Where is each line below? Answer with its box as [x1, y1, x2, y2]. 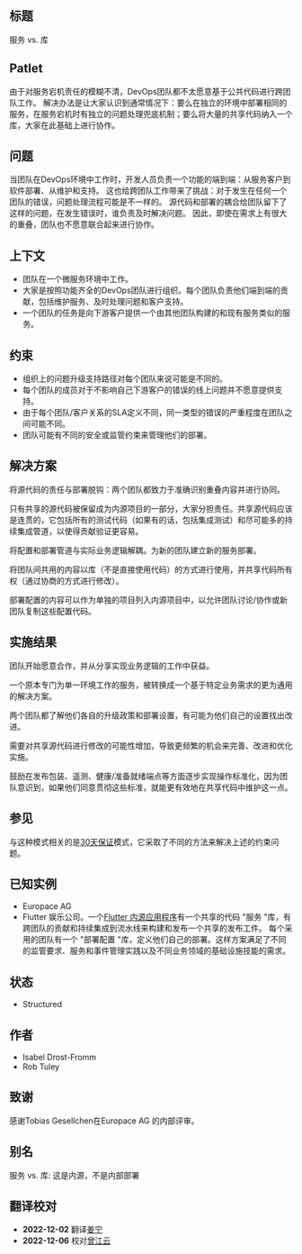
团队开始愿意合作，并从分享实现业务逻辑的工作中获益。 [9, 660, 214, 671]
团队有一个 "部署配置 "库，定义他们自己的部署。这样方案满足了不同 [38, 934, 287, 945]
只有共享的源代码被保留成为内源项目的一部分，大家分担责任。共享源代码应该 [9, 503, 293, 513]
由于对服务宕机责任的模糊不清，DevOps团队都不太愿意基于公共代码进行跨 [9, 86, 283, 96]
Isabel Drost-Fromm [22, 1051, 97, 1062]
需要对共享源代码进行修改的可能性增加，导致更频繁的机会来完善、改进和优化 [9, 740, 293, 750]
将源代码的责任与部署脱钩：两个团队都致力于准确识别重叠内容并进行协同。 [9, 484, 285, 495]
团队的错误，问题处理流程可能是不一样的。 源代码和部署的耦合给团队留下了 [9, 196, 288, 207]
